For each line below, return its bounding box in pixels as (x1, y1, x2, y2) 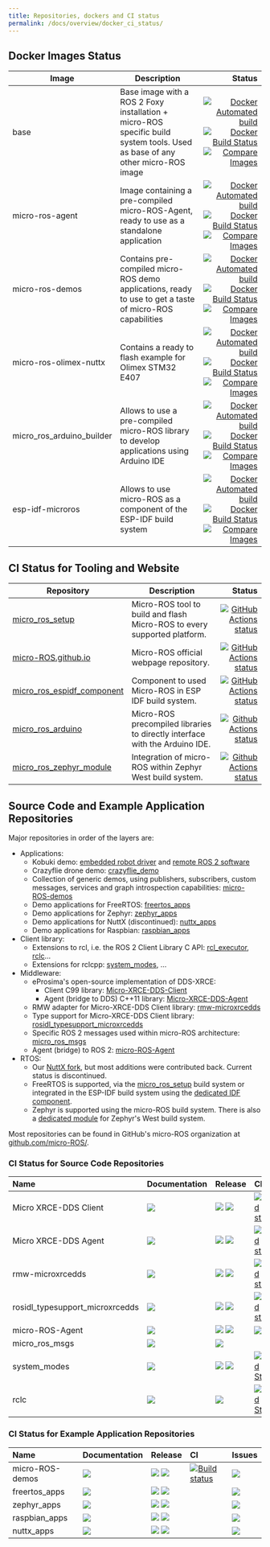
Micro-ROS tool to (131, 599, 201, 610)
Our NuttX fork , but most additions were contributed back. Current (31, 1062, 252, 1072)
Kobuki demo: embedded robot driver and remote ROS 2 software (31, 857, 251, 866)
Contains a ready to (120, 342, 194, 353)
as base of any (120, 146, 175, 158)
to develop (120, 435, 161, 446)
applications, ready (120, 283, 193, 294)
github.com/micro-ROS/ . (8, 1138, 90, 1147)
